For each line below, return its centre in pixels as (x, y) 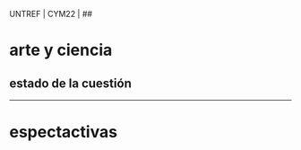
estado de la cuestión (70, 83)
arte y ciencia (61, 50)
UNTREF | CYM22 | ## (51, 14)
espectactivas (64, 132)
